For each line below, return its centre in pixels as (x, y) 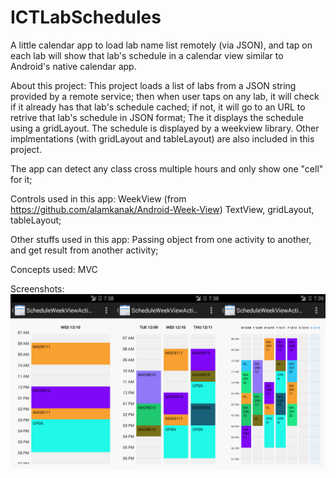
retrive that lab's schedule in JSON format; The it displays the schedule (157, 117)
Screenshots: (37, 288)
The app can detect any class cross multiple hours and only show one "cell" (167, 168)
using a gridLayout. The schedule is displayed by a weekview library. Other (165, 128)
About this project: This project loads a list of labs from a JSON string (153, 85)
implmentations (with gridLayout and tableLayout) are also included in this (162, 138)
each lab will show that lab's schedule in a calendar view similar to (147, 55)
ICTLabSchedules (86, 17)
